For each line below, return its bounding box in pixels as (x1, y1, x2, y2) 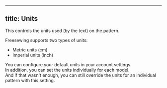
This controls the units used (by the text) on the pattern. (5, 28, 120, 34)
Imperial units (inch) (12, 52, 54, 58)
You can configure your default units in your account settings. (5, 61, 132, 67)
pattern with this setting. (5, 77, 55, 83)
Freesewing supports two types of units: (5, 37, 88, 43)
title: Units (5, 14, 38, 23)
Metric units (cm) (12, 46, 48, 52)
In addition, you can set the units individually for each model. (5, 67, 130, 73)
